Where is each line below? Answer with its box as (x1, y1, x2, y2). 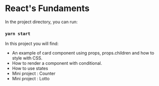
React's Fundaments (5, 3, 90, 14)
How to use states (12, 66, 48, 72)
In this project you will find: (5, 41, 59, 46)
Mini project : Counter (12, 71, 56, 76)
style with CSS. (12, 55, 43, 61)
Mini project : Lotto (12, 76, 50, 82)
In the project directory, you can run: (5, 19, 78, 25)
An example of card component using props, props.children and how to (12, 50, 155, 56)
